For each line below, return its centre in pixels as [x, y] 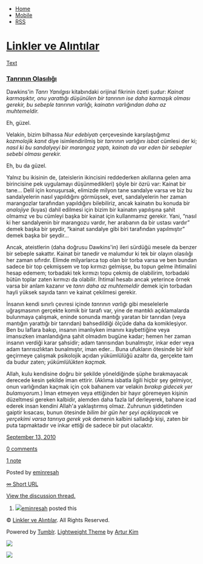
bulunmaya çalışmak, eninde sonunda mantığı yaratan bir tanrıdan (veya [96, 317]
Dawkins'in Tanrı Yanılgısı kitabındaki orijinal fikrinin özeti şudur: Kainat [95, 92]
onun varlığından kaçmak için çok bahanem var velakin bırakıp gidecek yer [99, 387]
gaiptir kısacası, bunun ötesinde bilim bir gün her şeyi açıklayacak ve [92, 412]
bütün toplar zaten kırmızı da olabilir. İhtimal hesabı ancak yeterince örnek [98, 280]
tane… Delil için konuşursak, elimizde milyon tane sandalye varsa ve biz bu [99, 190]
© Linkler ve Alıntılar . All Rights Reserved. [58, 520]
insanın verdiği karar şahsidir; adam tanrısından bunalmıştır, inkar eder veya [101, 343]
